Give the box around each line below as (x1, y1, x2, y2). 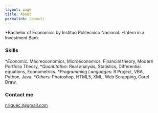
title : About (5, 12, 32, 17)
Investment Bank (5, 35, 39, 41)
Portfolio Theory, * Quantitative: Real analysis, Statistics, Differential (5, 63, 141, 69)
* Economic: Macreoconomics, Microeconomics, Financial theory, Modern (5, 58, 154, 64)
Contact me (5, 91, 34, 98)
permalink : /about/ (5, 16, 45, 21)
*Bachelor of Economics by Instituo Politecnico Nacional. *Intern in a (5, 30, 145, 36)
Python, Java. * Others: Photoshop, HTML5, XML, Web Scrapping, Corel (5, 74, 149, 80)
